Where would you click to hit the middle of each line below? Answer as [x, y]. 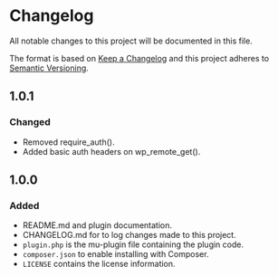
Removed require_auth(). [68, 142]
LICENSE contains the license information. [99, 264]
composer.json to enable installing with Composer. [115, 254]
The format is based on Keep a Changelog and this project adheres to [139, 58]
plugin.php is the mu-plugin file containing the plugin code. [133, 244]
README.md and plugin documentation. [97, 225]
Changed [30, 122]
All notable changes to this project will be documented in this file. [131, 41]
